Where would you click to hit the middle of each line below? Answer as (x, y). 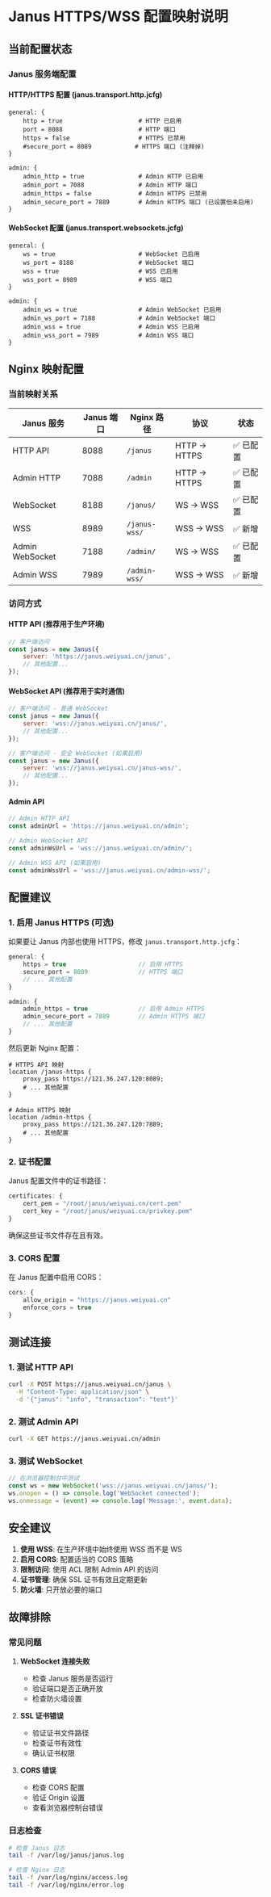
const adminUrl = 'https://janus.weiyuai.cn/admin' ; (99, 826)
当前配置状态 (40, 49)
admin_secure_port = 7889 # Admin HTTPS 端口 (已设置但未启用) (138, 202)
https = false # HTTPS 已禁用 (104, 138)
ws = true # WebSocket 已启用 (111, 254)
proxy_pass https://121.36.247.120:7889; (93, 1124)
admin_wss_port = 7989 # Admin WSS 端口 (108, 335)
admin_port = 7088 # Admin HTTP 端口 (110, 185)
